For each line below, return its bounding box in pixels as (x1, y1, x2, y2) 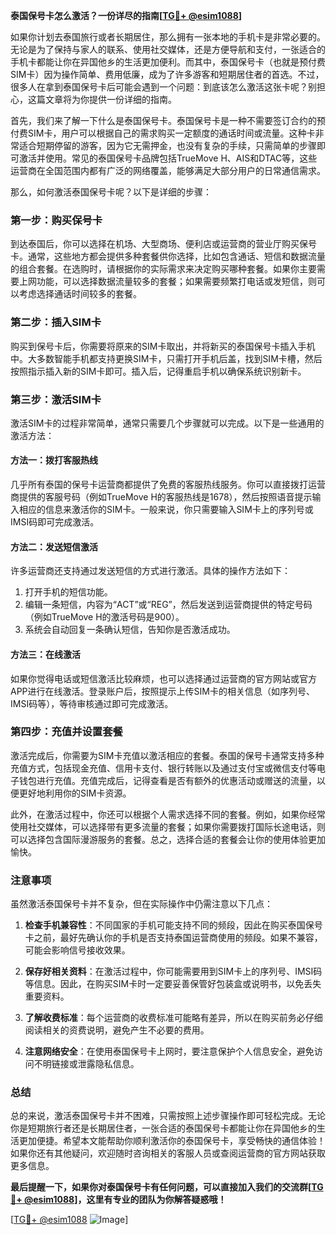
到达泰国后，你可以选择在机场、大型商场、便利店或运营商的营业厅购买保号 (10, 238, 317, 250)
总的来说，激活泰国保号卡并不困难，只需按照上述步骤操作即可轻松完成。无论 (10, 1110, 326, 1122)
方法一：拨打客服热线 (10, 454, 98, 466)
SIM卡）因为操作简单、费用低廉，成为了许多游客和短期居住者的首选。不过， (10, 69, 325, 80)
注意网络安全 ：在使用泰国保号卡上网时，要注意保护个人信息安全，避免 (24, 1045, 315, 1058)
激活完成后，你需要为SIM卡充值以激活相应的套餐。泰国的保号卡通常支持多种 (10, 749, 325, 761)
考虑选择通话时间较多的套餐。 (18, 288, 142, 300)
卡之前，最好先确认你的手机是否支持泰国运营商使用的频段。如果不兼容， (24, 932, 323, 944)
